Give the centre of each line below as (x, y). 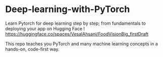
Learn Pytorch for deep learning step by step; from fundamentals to (76, 23)
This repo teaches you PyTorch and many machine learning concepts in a (82, 43)
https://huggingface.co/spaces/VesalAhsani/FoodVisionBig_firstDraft (77, 34)
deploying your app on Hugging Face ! (45, 28)
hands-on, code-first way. (32, 49)
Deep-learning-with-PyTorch (68, 9)
